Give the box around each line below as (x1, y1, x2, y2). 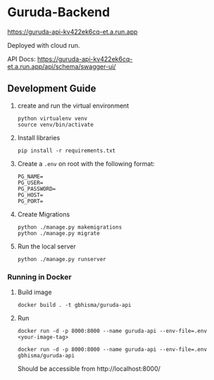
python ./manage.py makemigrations (17, 223, 122, 231)
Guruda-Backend (7, 4, 111, 20)
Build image (17, 288, 52, 296)
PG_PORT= (17, 198, 44, 205)
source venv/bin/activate (17, 121, 94, 128)
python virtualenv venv (17, 115, 88, 122)
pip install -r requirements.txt (17, 147, 116, 154)
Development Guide (7, 82, 96, 95)
